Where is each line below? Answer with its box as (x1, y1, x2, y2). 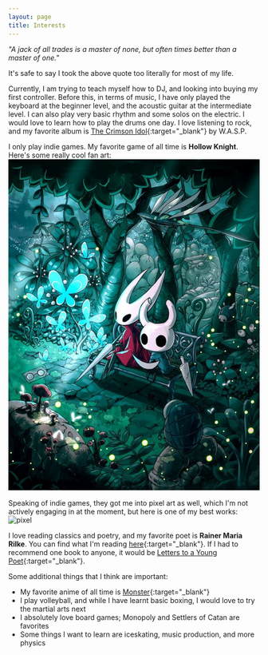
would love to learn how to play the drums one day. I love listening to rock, (8, 117, 252, 127)
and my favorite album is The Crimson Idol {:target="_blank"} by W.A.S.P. (8, 126, 247, 136)
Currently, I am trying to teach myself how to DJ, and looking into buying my (8, 84, 258, 93)
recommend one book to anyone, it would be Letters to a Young (8, 548, 218, 558)
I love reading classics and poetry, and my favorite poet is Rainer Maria (8, 531, 243, 541)
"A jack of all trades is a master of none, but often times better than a (8, 44, 237, 54)
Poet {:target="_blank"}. (8, 556, 85, 566)
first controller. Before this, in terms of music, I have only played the (8, 92, 231, 101)
